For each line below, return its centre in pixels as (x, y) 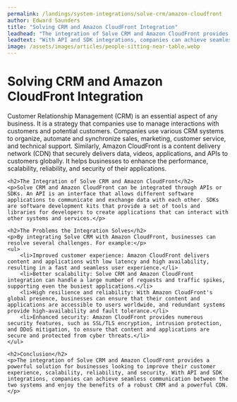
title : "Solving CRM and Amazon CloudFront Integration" (93, 27)
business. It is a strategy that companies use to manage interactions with (114, 123)
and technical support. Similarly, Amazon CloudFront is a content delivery (114, 146)
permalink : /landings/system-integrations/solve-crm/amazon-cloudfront (115, 14)
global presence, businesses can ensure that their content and (104, 298)
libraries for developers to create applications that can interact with (118, 212)
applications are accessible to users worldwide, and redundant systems (116, 305)
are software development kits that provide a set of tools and (104, 206)
